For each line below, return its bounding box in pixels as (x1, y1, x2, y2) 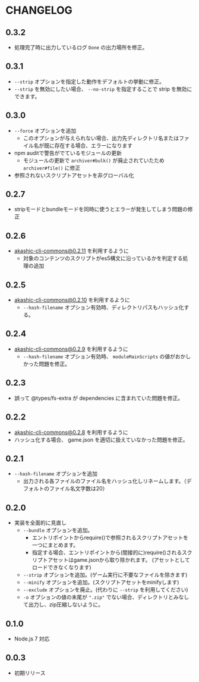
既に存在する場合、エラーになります (43, 142, 133, 149)
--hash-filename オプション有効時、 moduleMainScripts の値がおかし (23, 352, 191, 360)
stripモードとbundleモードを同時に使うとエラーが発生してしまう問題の (14, 206, 188, 213)
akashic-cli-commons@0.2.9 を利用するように (14, 345, 129, 352)
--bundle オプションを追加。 (23, 527, 93, 534)
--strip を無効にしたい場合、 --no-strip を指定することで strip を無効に (14, 85, 192, 92)
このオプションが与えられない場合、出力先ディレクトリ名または (23, 134, 179, 142)
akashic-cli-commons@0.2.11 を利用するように (14, 248, 129, 255)
